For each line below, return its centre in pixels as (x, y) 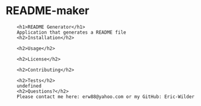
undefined (29, 86)
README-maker (48, 11)
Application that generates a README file (71, 32)
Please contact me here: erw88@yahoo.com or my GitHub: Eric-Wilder (106, 97)
